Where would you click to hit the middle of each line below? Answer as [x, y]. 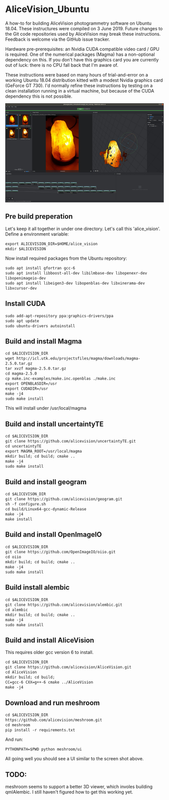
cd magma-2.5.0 [21, 374]
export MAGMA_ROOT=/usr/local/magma [44, 452]
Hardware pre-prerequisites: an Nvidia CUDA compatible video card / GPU [82, 49]
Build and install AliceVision [50, 640]
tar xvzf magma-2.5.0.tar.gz [36, 369]
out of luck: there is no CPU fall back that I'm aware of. [62, 65]
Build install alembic [37, 588]
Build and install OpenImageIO [54, 535]
